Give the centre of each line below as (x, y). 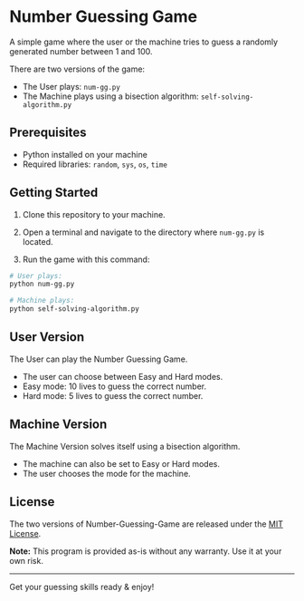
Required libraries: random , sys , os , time (95, 164)
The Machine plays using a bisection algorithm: (110, 96)
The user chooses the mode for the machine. (107, 473)
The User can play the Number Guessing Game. (99, 359)
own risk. (26, 560)
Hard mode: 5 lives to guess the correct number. (113, 395)
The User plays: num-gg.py (71, 86)
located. (38, 241)
